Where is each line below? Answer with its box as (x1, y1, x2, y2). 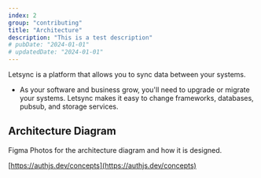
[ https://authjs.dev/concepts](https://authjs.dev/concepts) (8, 161, 197, 170)
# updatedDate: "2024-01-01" (8, 48, 104, 56)
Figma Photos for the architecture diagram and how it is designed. (8, 145, 222, 154)
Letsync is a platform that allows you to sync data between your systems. (8, 70, 246, 79)
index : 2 (8, 11, 37, 20)
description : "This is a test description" (8, 33, 153, 42)
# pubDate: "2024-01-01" (8, 41, 90, 49)
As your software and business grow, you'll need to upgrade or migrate (19, 85, 250, 95)
